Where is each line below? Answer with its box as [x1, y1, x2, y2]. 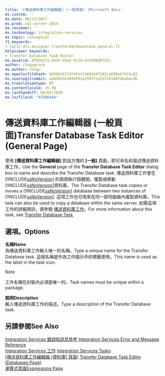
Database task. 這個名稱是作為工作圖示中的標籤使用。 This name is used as [5, 254, 157, 260]
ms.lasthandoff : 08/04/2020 [5, 90, 63, 95]
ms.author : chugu [5, 67, 41, 72]
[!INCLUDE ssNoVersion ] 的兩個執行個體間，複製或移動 [5, 176, 116, 182]
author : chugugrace [5, 62, 45, 67]
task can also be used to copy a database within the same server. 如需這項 [5, 200, 157, 206]
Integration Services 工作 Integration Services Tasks [5, 347, 111, 354]
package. [5, 285, 24, 290]
